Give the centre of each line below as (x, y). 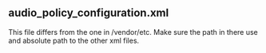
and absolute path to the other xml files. (74, 40)
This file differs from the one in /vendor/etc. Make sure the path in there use (133, 32)
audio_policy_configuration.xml (89, 13)
